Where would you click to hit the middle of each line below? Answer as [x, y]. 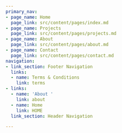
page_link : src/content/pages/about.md [60, 45]
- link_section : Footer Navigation [49, 66]
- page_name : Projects [33, 28]
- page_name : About [29, 39]
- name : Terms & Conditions [45, 77]
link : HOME [29, 111]
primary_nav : [22, 12]
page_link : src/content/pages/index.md [60, 22]
